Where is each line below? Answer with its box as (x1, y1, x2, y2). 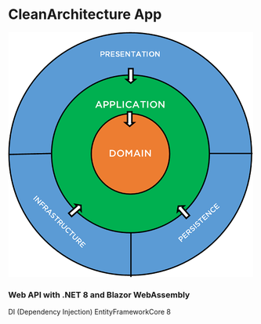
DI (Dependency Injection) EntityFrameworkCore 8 (8, 308, 171, 317)
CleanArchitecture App (8, 5, 162, 24)
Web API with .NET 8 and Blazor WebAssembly (8, 289, 190, 300)
